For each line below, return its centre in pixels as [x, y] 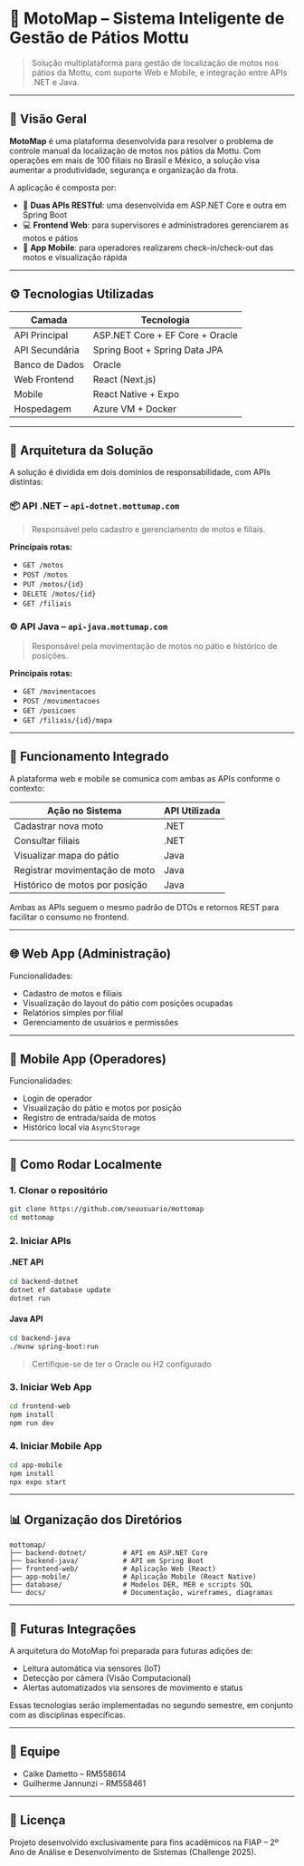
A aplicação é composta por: [63, 187]
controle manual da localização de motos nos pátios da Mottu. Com [135, 151]
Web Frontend [44, 379]
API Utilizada [192, 811]
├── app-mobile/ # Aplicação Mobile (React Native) [133, 1577]
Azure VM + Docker [134, 409]
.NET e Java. [55, 82]
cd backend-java [40, 1338]
